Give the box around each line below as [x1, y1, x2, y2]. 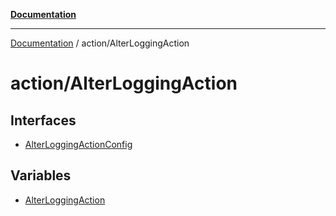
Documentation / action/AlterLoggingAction [10, 37, 190, 49]
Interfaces [10, 112, 77, 129]
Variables [10, 167, 72, 184]
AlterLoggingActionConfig [24, 139, 133, 150]
